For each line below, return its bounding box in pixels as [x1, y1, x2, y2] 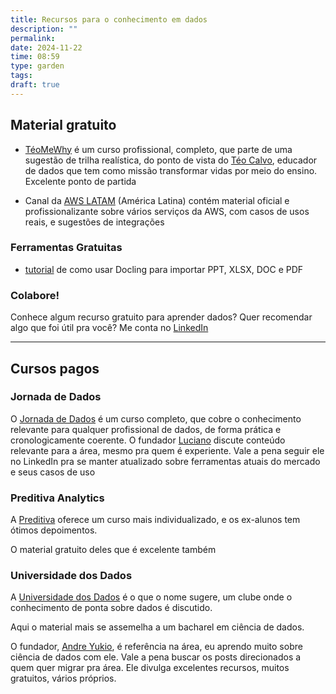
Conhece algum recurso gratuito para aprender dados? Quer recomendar [10, 311, 313, 323]
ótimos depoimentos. [10, 524, 98, 536]
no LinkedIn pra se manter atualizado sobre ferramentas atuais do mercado [10, 455, 321, 467]
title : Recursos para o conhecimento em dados [10, 14, 208, 25]
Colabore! [10, 288, 60, 302]
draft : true [10, 80, 60, 90]
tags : [10, 71, 33, 81]
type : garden [10, 61, 65, 71]
